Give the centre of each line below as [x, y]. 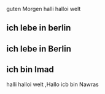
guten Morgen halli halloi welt [44, 9]
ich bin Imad [30, 70]
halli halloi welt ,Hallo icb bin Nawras [53, 84]
